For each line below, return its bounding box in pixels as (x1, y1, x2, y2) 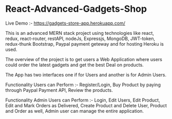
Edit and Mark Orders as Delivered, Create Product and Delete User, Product (5, 102, 167, 108)
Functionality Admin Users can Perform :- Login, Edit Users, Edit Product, (5, 97, 160, 103)
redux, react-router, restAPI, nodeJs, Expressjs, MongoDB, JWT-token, (5, 35, 156, 42)
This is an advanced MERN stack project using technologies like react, (5, 30, 154, 36)
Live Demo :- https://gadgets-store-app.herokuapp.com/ (5, 20, 126, 26)
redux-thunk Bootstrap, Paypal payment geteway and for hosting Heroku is (5, 41, 164, 47)
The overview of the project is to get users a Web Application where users (5, 56, 163, 62)
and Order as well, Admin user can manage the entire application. (5, 108, 144, 114)
